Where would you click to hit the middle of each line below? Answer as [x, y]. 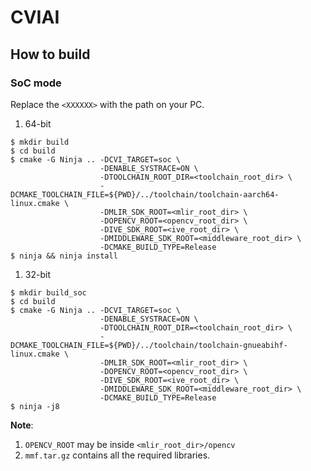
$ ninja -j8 [35, 406]
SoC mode [36, 83]
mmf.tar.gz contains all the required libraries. [117, 455]
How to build [50, 54]
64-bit [38, 123]
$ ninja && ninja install [64, 256]
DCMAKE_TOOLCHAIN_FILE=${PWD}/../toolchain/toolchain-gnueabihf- [149, 345]
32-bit [37, 274]
